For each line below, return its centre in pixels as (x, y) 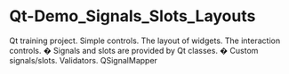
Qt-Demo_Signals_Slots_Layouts (132, 16)
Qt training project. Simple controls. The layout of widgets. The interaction (145, 41)
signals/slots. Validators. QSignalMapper (84, 60)
